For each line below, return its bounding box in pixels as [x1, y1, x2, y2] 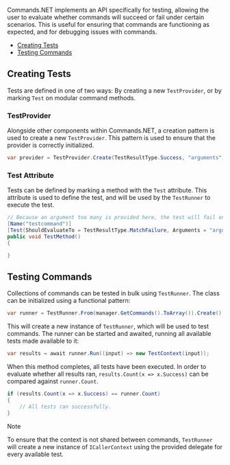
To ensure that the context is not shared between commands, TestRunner [7, 435, 214, 444]
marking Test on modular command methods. [7, 93, 136, 102]
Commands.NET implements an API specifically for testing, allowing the [7, 6, 209, 14]
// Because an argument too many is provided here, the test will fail [7, 214, 216, 221]
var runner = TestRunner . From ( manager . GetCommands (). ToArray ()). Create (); [7, 310, 225, 317]
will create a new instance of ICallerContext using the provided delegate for [7, 442, 223, 451]
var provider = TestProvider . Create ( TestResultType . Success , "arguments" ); [7, 155, 228, 161]
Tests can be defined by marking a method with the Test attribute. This [7, 186, 207, 194]
